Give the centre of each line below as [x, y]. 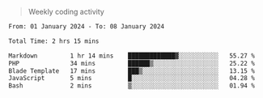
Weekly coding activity [66, 12]
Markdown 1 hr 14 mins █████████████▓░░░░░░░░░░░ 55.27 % [131, 56]
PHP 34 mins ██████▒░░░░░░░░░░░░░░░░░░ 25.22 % [131, 63]
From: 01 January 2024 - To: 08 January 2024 [86, 27]
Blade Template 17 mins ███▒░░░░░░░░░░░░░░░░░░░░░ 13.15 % [131, 71]
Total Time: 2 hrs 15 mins [54, 41]
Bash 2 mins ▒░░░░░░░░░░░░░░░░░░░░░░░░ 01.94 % [131, 86]
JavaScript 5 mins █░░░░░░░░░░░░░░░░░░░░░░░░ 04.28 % [131, 79]
